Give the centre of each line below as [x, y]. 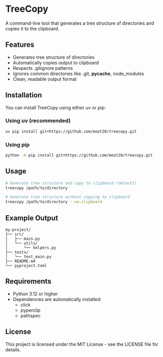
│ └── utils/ [22, 243]
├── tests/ [17, 252]
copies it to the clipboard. [32, 28]
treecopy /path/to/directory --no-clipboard [54, 202]
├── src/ [15, 234]
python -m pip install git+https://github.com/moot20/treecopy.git [79, 155]
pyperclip [30, 310]
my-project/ [18, 230]
